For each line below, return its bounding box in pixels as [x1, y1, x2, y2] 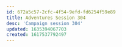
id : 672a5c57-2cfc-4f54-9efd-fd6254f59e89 [6, 9, 116, 15]
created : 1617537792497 [6, 32, 67, 38]
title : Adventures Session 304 [6, 15, 86, 21]
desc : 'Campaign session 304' [6, 20, 84, 26]
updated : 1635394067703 [6, 26, 67, 32]
